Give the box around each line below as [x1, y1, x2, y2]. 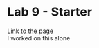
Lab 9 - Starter [7, 4, 92, 20]
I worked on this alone [7, 34, 71, 42]
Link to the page [7, 27, 54, 35]
